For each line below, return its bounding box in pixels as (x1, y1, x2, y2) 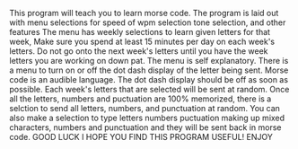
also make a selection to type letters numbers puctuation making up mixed (9, 112, 285, 123)
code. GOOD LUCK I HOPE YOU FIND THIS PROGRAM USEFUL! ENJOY (9, 132, 274, 142)
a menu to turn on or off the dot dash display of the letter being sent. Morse (9, 65, 289, 75)
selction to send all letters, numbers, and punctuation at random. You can (9, 103, 281, 113)
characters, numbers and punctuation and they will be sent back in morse (9, 122, 282, 133)
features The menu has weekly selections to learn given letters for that (9, 27, 271, 37)
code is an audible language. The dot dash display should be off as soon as (9, 74, 289, 84)
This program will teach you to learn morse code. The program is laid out (9, 8, 279, 18)
